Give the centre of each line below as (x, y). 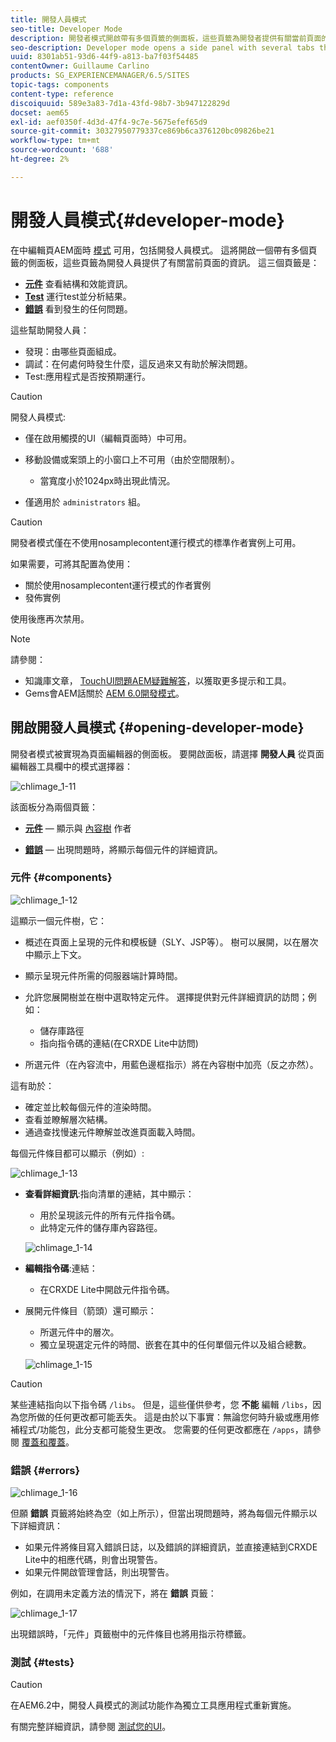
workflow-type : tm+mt (55, 141)
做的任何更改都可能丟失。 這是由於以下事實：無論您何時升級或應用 (173, 1417)
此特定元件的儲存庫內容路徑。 (101, 1227)
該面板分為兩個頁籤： (54, 807)
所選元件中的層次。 (79, 1332)
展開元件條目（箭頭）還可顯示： (90, 1310)
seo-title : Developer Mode (66, 29)
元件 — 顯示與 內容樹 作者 (78, 828)
